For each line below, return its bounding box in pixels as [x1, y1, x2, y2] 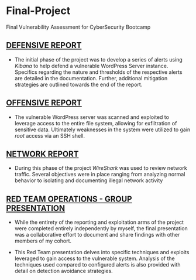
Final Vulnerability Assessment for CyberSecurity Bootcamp [6, 23, 151, 30]
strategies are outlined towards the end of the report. [14, 81, 143, 88]
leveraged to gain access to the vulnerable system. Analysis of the [14, 255, 175, 262]
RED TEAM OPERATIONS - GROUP [6, 194, 133, 204]
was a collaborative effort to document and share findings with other [14, 231, 180, 238]
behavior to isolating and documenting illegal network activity [14, 177, 163, 184]
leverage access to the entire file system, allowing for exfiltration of [14, 119, 177, 127]
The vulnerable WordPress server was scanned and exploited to [14, 113, 170, 121]
